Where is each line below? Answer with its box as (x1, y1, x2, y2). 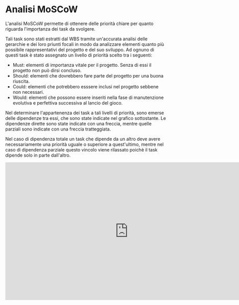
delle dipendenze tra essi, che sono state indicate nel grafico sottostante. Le (5, 115, 166, 121)
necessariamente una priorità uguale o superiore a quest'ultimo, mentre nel (5, 141, 164, 147)
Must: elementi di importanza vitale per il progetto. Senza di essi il (12, 62, 152, 68)
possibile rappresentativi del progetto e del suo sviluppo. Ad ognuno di (5, 46, 154, 53)
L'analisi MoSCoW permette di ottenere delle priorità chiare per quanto (5, 20, 154, 27)
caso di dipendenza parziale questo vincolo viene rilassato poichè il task (5, 146, 158, 152)
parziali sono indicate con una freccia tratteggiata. (5, 126, 111, 132)
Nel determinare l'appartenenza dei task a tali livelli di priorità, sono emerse (5, 110, 164, 116)
